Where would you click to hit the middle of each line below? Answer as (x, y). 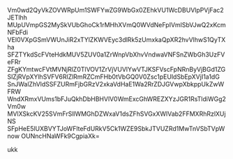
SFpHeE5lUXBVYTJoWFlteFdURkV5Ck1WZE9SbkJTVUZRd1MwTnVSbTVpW (116, 129)
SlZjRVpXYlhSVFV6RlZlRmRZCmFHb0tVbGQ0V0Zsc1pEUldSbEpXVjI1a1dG (113, 77)
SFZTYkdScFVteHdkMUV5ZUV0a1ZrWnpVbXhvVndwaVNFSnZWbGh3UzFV (116, 54)
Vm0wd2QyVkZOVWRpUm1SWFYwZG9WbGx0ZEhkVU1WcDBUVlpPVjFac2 (116, 10)
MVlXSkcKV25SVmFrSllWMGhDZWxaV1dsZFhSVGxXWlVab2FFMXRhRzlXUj (116, 114)
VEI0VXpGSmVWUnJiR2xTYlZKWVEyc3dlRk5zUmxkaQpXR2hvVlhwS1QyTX (116, 40)
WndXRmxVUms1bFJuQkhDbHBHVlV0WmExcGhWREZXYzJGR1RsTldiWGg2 (117, 99)
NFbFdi (18, 32)
